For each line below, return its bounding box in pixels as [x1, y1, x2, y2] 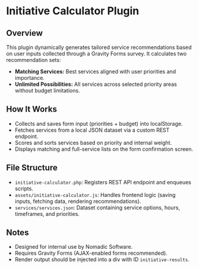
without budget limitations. [14, 87, 80, 94]
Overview [6, 28, 43, 38]
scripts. [14, 185, 34, 192]
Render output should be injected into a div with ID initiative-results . [14, 256, 190, 263]
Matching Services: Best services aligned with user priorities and [14, 68, 176, 75]
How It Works [6, 104, 58, 115]
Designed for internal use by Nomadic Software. [14, 243, 133, 251]
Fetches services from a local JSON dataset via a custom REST [14, 126, 170, 134]
